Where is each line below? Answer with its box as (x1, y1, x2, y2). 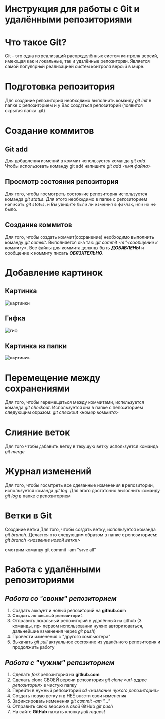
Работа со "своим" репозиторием (5, 594, 117, 603)
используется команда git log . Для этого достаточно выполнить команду (5, 488, 160, 494)
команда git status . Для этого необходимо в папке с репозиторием (5, 196, 147, 202)
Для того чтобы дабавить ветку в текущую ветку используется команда (5, 443, 158, 449)
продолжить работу (12, 644, 55, 650)
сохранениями (5, 383, 70, 394)
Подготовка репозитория (5, 81, 115, 92)
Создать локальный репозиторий (12, 613, 83, 618)
